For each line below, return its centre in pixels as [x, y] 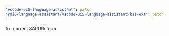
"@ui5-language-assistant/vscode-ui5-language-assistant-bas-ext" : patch [85, 14]
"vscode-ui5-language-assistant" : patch [49, 10]
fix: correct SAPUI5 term [31, 28]
